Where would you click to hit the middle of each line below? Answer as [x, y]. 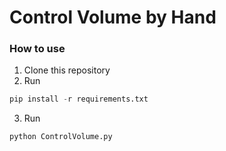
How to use [37, 49]
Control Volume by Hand [113, 17]
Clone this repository [67, 70]
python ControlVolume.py [61, 137]
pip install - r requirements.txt [79, 99]
